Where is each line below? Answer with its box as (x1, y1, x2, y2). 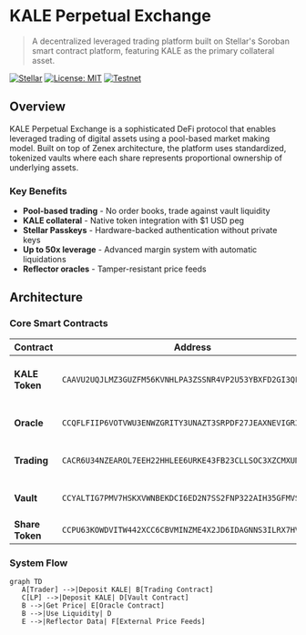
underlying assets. (9, 161, 79, 173)
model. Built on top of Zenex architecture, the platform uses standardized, (9, 142, 287, 153)
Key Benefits (9, 184, 67, 197)
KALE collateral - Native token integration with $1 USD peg (22, 215, 244, 226)
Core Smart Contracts (9, 317, 108, 330)
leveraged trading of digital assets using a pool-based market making (9, 133, 270, 144)
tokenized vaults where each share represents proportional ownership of (9, 152, 282, 163)
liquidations (22, 254, 66, 265)
